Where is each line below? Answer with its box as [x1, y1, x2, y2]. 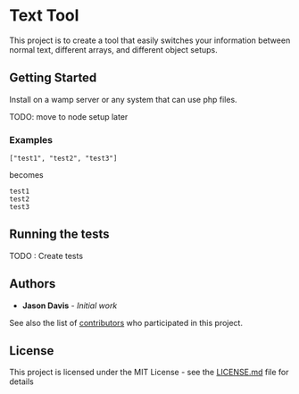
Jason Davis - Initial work [21, 300, 118, 311]
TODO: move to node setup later [9, 111, 129, 122]
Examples [9, 133, 54, 146]
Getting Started [9, 71, 97, 86]
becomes [9, 170, 44, 180]
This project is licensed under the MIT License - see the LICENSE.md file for [9, 367, 289, 378]
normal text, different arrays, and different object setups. [9, 44, 218, 54]
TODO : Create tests [9, 250, 83, 261]
